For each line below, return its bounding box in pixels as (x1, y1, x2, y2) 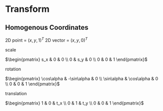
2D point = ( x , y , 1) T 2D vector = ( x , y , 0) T (5, 36, 88, 43)
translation (5, 90, 27, 96)
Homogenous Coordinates (5, 23, 88, 32)
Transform (5, 3, 50, 15)
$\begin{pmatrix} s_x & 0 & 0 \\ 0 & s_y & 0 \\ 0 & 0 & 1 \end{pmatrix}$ (5, 56, 148, 62)
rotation (5, 66, 21, 72)
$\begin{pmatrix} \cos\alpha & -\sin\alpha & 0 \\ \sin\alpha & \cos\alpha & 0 (5, 75, 159, 81)
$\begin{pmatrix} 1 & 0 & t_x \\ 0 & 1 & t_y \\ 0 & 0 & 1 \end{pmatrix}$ (5, 100, 144, 106)
